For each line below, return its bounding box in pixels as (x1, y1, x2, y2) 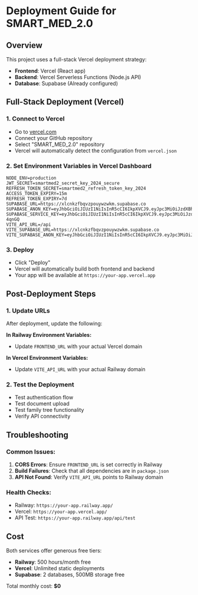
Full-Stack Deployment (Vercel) (6, 97, 124, 107)
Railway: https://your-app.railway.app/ (14, 502, 113, 509)
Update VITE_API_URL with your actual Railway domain (14, 365, 146, 373)
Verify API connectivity (14, 412, 71, 420)
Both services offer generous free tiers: (6, 547, 102, 554)
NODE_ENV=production (6, 175, 57, 181)
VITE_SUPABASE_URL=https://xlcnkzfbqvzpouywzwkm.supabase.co (6, 226, 160, 233)
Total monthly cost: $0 (6, 583, 61, 590)
